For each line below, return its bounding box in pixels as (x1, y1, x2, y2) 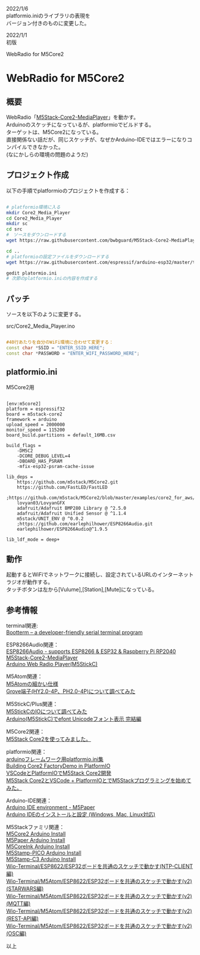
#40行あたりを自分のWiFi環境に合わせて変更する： (6, 340, 114, 346)
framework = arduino (6, 416, 58, 423)
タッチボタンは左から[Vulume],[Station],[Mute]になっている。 (6, 586, 158, 593)
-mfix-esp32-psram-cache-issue (17, 463, 95, 469)
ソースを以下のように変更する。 (6, 310, 85, 318)
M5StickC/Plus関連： (6, 701, 58, 708)
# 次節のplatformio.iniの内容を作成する (6, 276, 98, 282)
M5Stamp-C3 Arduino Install (6, 856, 76, 863)
